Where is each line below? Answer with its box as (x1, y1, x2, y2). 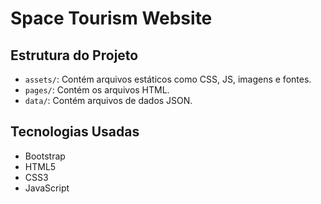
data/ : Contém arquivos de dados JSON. (24, 95, 193, 106)
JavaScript (24, 182, 70, 194)
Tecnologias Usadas (10, 123, 140, 141)
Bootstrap (24, 150, 66, 162)
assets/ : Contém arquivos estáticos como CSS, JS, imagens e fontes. (24, 73, 312, 85)
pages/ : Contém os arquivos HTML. (24, 84, 170, 96)
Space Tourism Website (10, 7, 213, 30)
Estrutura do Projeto (10, 47, 139, 64)
